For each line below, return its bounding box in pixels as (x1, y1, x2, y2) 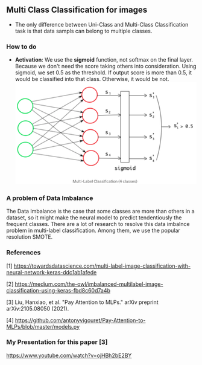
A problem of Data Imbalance (6, 193, 93, 202)
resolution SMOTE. (6, 233, 53, 241)
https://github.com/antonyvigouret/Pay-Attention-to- (14, 317, 146, 324)
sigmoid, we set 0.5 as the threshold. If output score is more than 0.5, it (14, 69, 192, 76)
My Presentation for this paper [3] (6, 338, 108, 346)
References (6, 248, 41, 257)
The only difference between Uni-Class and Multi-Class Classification (14, 21, 189, 28)
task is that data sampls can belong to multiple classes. (14, 27, 153, 34)
